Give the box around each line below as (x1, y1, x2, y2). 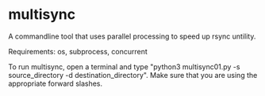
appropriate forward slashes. (8, 79, 103, 88)
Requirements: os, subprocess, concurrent (8, 46, 148, 56)
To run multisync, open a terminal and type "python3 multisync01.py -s (8, 61, 240, 72)
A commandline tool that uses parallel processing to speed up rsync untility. (8, 31, 256, 41)
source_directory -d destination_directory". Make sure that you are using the (8, 70, 258, 79)
